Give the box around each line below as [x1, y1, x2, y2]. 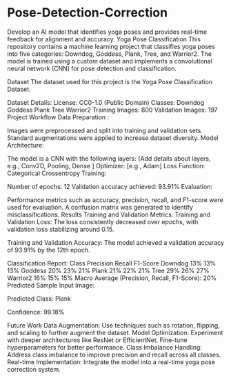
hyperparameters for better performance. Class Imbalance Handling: [7, 343, 202, 351]
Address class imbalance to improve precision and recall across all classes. [7, 350, 221, 359]
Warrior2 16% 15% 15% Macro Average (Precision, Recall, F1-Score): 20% [7, 274, 217, 282]
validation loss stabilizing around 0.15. [7, 225, 114, 233]
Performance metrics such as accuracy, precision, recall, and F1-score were [7, 195, 224, 204]
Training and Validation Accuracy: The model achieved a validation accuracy [7, 238, 225, 246]
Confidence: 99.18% [7, 308, 65, 316]
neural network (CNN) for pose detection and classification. [7, 64, 177, 72]
